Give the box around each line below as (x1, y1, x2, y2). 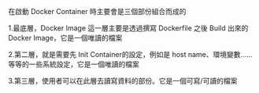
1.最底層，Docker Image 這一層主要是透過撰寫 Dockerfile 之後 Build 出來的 (8, 23, 249, 33)
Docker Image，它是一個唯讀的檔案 (8, 34, 123, 42)
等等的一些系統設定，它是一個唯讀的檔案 (8, 59, 139, 69)
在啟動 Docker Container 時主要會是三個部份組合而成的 (8, 7, 187, 16)
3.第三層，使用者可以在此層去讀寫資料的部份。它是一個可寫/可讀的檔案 (8, 77, 238, 85)
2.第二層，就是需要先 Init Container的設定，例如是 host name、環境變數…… (8, 50, 253, 59)
